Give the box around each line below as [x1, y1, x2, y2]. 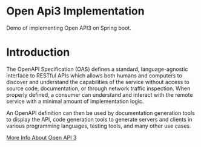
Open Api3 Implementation [6, 4, 145, 18]
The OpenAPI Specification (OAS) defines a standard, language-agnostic [6, 65, 188, 73]
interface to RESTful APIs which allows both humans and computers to [6, 71, 183, 79]
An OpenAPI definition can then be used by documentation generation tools [6, 109, 195, 116]
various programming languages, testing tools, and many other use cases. [6, 122, 191, 129]
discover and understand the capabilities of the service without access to [6, 78, 189, 85]
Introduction [6, 45, 70, 59]
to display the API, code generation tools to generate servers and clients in [6, 116, 193, 123]
